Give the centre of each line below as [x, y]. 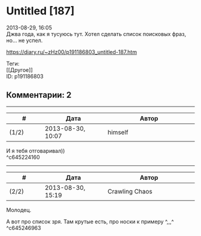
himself [118, 132]
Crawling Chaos [130, 191]
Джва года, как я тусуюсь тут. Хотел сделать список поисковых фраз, [96, 34]
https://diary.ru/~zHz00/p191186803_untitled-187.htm [72, 52]
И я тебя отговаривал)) [36, 150]
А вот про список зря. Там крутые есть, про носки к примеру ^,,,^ [90, 221]
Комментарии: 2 [39, 95]
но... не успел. [25, 40]
